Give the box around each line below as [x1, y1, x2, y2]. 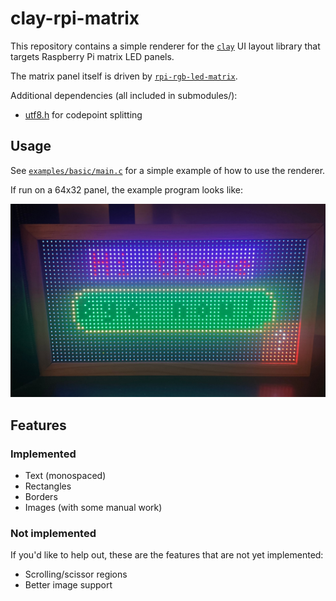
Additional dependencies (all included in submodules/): [10, 89, 238, 101]
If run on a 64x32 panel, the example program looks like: [10, 183, 243, 196]
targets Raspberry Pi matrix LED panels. [10, 50, 175, 62]
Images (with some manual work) [24, 502, 163, 514]
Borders [24, 491, 58, 503]
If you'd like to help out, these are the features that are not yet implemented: [10, 549, 324, 561]
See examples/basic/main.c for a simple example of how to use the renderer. [10, 164, 326, 176]
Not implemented [10, 526, 97, 540]
